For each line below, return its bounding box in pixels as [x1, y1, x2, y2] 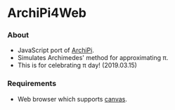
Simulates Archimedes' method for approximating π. [17, 54, 169, 62]
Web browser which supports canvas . [17, 94, 128, 103]
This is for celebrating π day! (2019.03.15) [17, 61, 137, 70]
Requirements [7, 79, 57, 89]
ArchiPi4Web [7, 5, 86, 21]
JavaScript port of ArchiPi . [17, 46, 95, 54]
